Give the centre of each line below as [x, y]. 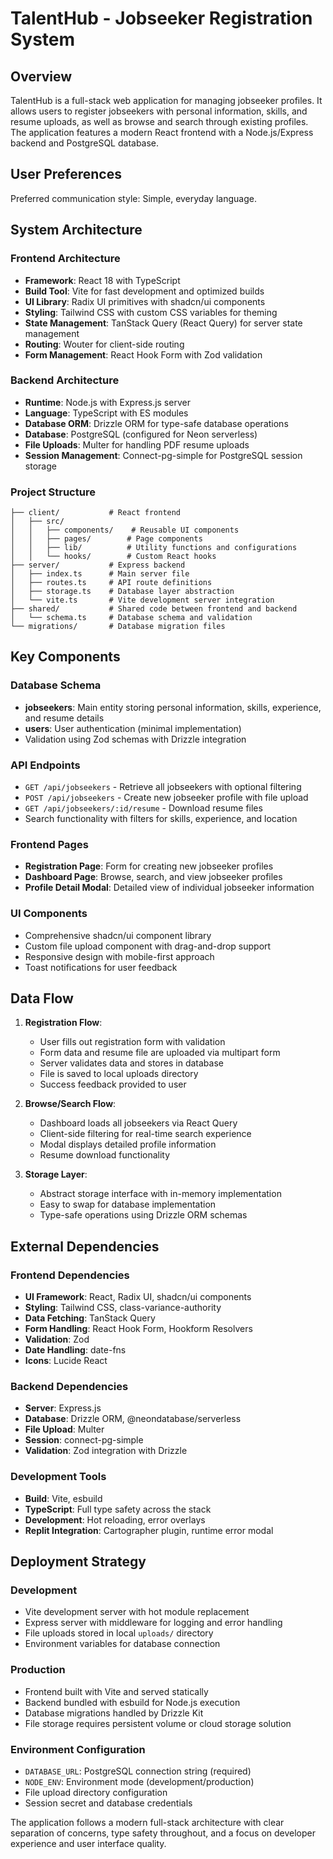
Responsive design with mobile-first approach [119, 956]
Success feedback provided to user [113, 1084]
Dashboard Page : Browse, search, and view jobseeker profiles [153, 877]
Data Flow [42, 998]
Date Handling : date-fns [75, 1350]
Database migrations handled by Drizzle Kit [114, 1713]
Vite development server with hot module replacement [137, 1612]
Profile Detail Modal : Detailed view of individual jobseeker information [169, 888]
